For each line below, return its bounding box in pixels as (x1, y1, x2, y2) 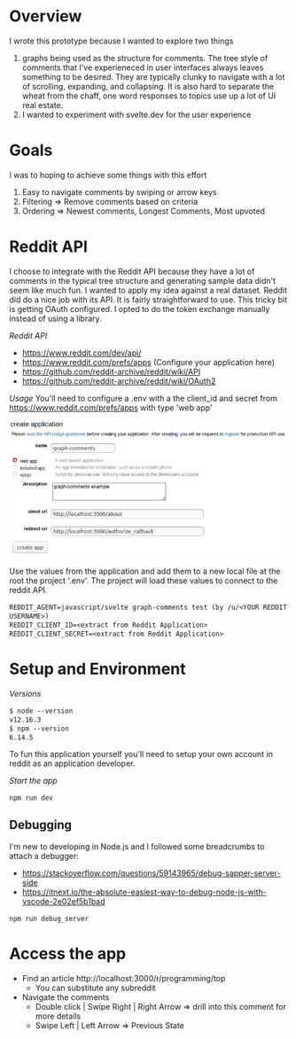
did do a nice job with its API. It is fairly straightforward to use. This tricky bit (9, 294, 288, 305)
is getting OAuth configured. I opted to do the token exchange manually (9, 303, 270, 314)
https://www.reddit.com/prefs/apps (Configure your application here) (21, 356, 276, 367)
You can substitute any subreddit (35, 982, 157, 993)
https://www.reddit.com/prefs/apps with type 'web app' (9, 402, 213, 413)
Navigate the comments (21, 991, 110, 1003)
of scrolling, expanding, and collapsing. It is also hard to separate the (21, 81, 275, 91)
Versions (9, 689, 42, 699)
